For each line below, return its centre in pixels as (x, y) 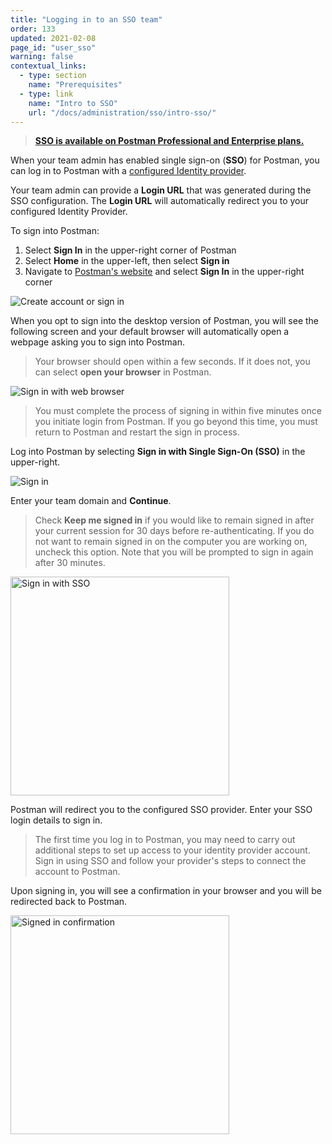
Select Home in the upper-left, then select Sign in (127, 261)
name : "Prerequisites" (75, 85)
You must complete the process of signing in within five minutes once (178, 411)
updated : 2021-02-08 (53, 38)
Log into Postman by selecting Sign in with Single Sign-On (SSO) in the (158, 452)
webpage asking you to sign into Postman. (97, 342)
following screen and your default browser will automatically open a (150, 332)
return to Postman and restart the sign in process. (137, 432)
